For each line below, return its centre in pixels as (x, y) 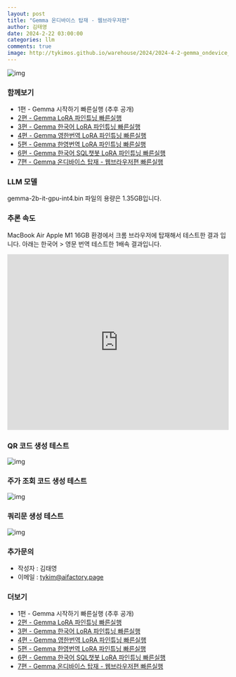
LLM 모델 (22, 182)
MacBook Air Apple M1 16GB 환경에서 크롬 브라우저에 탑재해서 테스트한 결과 (113, 235)
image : (17, 53)
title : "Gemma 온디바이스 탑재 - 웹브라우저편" (68, 20)
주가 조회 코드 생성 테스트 (47, 481)
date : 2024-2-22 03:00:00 (45, 33)
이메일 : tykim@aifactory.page (60, 576)
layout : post (26, 14)
